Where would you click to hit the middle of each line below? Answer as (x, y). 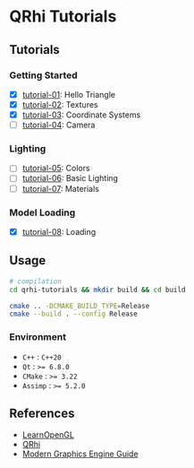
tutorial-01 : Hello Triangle (69, 94)
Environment (38, 337)
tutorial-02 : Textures (60, 104)
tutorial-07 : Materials (61, 188)
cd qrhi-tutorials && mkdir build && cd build (97, 290)
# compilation (36, 281)
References (42, 413)
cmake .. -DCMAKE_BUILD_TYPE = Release (80, 306)
